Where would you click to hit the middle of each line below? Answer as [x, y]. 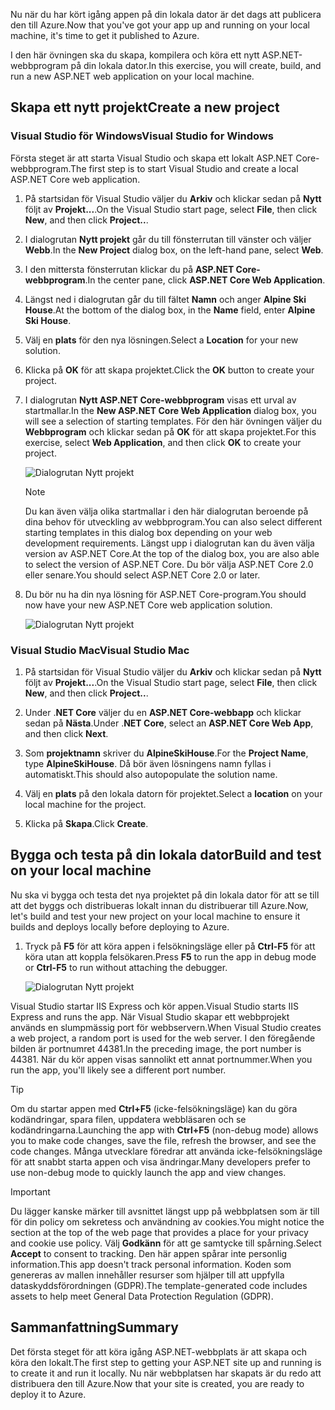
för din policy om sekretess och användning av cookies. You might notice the [167, 1221]
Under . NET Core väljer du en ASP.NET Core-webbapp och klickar [163, 712]
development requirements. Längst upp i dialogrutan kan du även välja [169, 543]
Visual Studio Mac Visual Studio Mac [100, 650]
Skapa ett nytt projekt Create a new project [145, 107]
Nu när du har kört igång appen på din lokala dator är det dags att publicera [166, 14]
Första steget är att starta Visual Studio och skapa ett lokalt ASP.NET [152, 158]
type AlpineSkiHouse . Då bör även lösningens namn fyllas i [148, 763]
